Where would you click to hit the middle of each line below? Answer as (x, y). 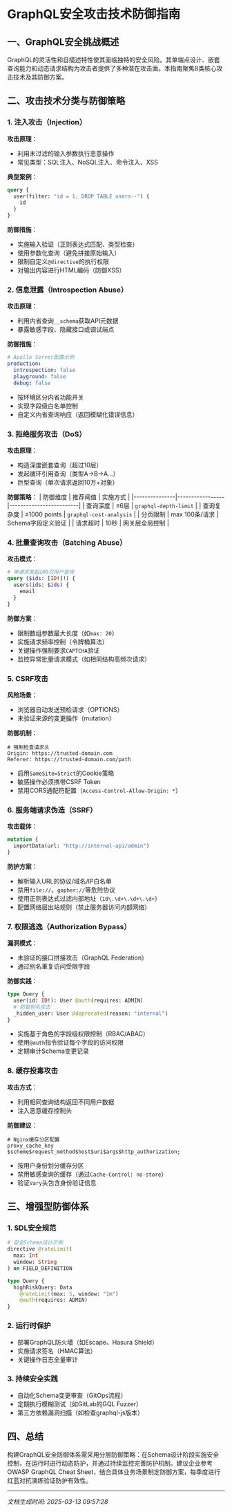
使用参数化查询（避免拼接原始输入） (69, 253)
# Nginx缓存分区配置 (33, 1139)
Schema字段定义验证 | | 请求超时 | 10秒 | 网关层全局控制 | (88, 523)
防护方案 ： (22, 866)
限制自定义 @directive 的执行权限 (63, 262)
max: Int (26, 1256)
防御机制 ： (22, 733)
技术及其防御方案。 (40, 77)
